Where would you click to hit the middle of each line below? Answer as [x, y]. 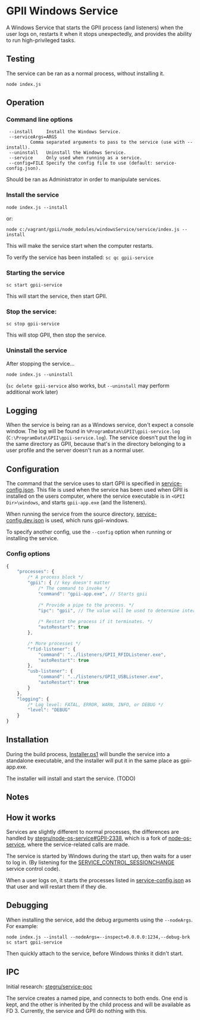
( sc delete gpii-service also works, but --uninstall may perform [88, 386]
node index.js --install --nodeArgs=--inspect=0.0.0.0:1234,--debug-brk [98, 937]
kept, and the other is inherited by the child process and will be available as [99, 1004]
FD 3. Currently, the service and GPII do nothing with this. [77, 1010]
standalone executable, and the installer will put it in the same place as [93, 760]
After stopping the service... [40, 363]
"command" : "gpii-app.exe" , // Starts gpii [93, 594]
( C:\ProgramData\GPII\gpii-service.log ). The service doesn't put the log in [99, 437]
